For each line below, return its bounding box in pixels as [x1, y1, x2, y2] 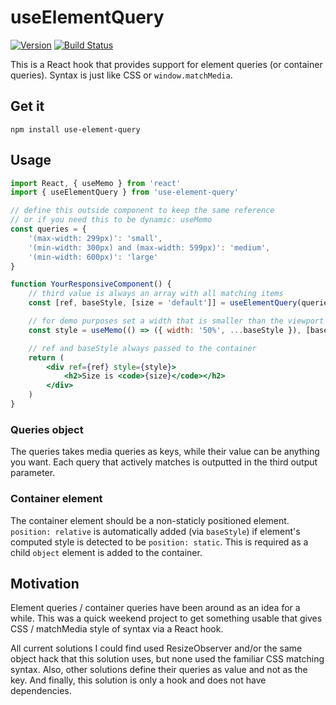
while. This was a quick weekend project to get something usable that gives [10, 612, 323, 625]
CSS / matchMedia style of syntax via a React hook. [10, 623, 224, 635]
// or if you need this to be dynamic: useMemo [10, 215, 213, 225]
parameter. [10, 467, 56, 479]
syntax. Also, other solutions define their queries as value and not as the [10, 664, 308, 676]
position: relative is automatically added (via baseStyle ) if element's [10, 525, 301, 537]
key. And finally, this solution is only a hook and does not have [10, 674, 267, 686]
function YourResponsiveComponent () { [10, 279, 172, 290]
